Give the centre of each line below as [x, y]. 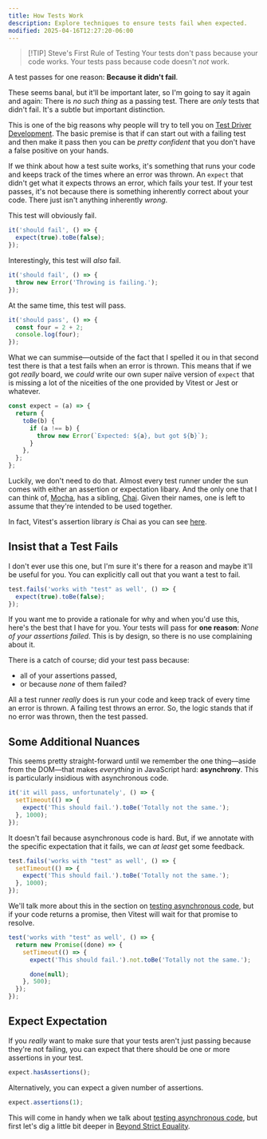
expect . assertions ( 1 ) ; [46, 1102]
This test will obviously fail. [53, 216]
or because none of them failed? [73, 684]
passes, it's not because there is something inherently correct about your [129, 192]
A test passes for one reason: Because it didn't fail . [93, 78]
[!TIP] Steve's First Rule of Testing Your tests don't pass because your [143, 54]
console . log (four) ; [48, 335]
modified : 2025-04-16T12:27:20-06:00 [71, 30]
